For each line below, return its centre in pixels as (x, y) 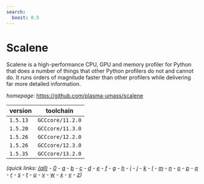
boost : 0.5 (26, 18)
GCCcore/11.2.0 (59, 120)
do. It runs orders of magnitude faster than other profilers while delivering (99, 77)
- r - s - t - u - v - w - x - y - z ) (44, 175)
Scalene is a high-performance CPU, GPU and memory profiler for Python (99, 65)
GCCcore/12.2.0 (59, 137)
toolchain (60, 111)
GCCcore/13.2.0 (59, 154)
